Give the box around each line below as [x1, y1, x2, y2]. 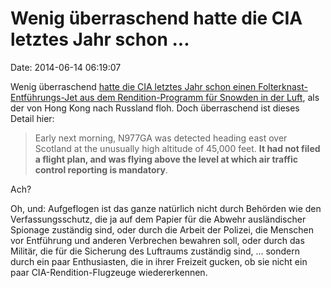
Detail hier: [10, 112, 55, 124]
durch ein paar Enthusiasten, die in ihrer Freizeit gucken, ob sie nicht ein [10, 255, 308, 267]
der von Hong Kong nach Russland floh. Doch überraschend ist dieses [10, 102, 300, 114]
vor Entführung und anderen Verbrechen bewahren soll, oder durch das [10, 234, 305, 246]
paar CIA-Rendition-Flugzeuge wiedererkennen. [10, 266, 208, 278]
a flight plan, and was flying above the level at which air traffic [34, 153, 298, 165]
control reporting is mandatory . [34, 163, 168, 176]
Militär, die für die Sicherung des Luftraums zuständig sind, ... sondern [10, 245, 301, 257]
